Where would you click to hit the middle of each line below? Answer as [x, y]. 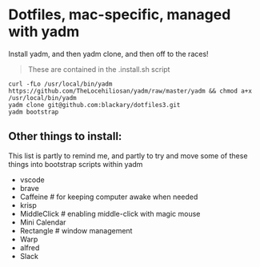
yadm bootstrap [34, 112]
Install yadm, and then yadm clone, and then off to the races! [109, 54]
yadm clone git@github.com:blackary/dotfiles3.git [94, 105]
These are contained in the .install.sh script [99, 69]
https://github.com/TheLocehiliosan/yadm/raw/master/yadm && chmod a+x [130, 91]
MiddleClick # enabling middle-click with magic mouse [110, 213]
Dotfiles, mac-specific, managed [120, 15]
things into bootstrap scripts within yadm [76, 164]
